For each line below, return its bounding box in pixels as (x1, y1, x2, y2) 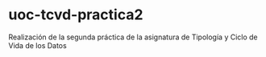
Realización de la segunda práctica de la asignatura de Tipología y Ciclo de (8, 32, 258, 42)
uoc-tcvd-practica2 (8, 6, 143, 24)
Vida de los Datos (8, 40, 67, 50)
